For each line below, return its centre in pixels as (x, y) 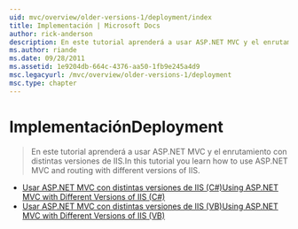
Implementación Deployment (116, 127)
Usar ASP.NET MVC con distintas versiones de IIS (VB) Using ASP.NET (150, 206)
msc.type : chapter (43, 83)
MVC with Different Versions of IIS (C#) (94, 196)
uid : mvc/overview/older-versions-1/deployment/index (111, 17)
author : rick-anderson (51, 34)
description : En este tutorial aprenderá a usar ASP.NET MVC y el (134, 42)
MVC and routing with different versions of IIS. (115, 170)
